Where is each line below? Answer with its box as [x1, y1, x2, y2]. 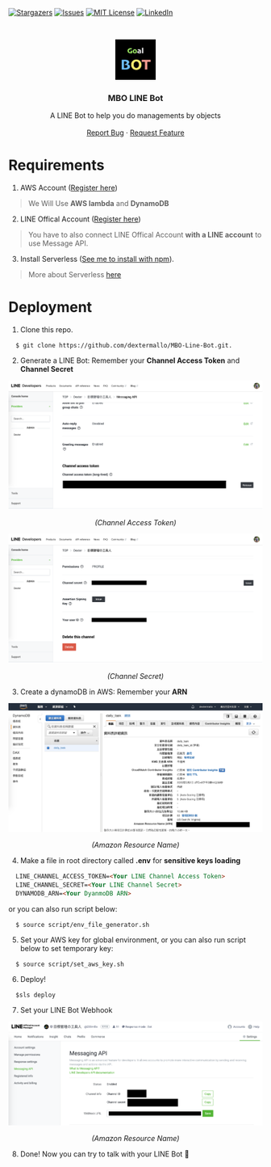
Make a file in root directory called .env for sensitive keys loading [19, 856, 241, 866]
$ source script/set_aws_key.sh [15, 960, 125, 968]
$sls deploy [15, 991, 56, 999]
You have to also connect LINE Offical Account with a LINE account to [27, 230, 262, 240]
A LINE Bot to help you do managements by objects [49, 111, 222, 120]
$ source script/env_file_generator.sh [15, 921, 150, 929]
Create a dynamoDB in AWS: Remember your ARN [19, 687, 188, 697]
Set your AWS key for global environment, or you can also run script [19, 934, 246, 945]
